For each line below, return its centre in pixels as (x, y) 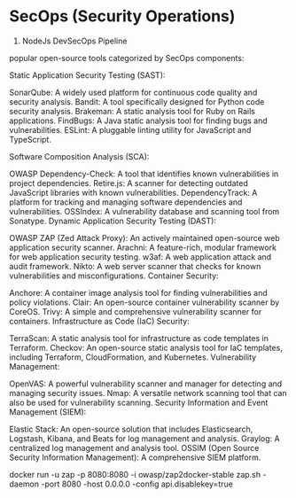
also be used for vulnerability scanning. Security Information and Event (139, 402)
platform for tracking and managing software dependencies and (126, 202)
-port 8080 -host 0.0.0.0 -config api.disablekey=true (137, 484)
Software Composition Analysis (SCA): (79, 156)
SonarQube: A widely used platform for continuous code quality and (133, 92)
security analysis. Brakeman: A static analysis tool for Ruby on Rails (132, 111)
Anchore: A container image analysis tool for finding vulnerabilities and (138, 292)
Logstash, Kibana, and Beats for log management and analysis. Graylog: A (145, 438)
